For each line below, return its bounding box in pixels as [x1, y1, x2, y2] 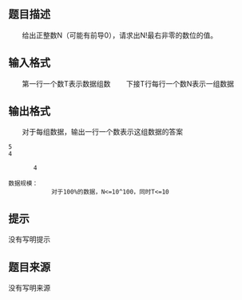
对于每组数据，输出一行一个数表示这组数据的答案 [22, 127, 184, 137]
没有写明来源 [8, 283, 50, 293]
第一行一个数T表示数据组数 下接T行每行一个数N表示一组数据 [22, 78, 234, 88]
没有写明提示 [8, 234, 50, 244]
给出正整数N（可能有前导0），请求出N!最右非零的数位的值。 [22, 30, 218, 40]
